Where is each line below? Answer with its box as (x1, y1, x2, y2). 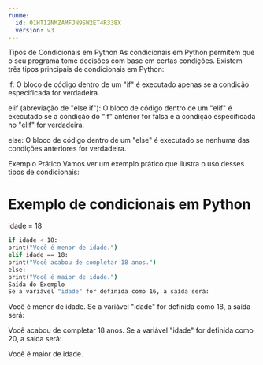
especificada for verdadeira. (8, 88, 100, 98)
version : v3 (15, 26, 55, 34)
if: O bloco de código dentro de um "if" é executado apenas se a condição (8, 80, 250, 89)
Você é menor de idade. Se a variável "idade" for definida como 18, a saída (8, 302, 251, 311)
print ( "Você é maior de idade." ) (8, 273, 118, 281)
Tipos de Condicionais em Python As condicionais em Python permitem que (8, 48, 255, 58)
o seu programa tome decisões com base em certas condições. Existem (8, 56, 243, 65)
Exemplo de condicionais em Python (8, 195, 251, 213)
